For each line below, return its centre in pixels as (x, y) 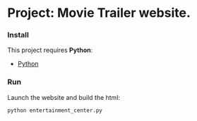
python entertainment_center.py (55, 110)
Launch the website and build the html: (64, 97)
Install (18, 35)
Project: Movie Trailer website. (99, 13)
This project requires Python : (50, 50)
